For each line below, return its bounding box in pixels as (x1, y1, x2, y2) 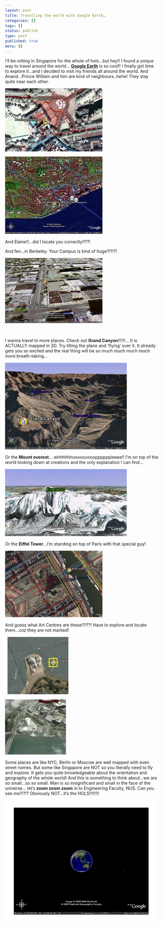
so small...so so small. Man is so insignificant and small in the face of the (5, 780, 151, 786)
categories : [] (5, 18, 36, 23)
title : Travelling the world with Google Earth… (5, 13, 106, 18)
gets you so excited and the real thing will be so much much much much (5, 347, 150, 353)
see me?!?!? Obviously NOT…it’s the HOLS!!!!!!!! (5, 790, 99, 796)
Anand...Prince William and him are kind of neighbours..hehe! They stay (5, 73, 149, 79)
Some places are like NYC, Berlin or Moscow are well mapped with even (5, 759, 150, 765)
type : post (5, 34, 27, 39)
